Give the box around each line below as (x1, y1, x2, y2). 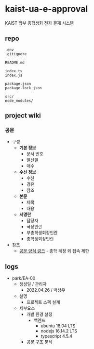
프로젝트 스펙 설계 (26, 299, 60, 305)
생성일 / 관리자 (19, 281, 47, 287)
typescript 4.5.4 (40, 333, 73, 339)
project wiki (5, 112, 41, 120)
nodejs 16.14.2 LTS (40, 328, 78, 334)
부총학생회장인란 (26, 230, 58, 236)
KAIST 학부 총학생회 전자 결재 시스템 (5, 20, 74, 26)
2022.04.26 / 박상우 (26, 287, 66, 293)
